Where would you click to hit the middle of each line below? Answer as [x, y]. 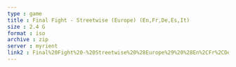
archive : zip [28, 40]
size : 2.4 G [26, 27]
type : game [25, 14]
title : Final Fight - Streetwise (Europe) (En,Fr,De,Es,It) [99, 20]
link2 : [19, 53]
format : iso [26, 33]
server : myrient [33, 46]
